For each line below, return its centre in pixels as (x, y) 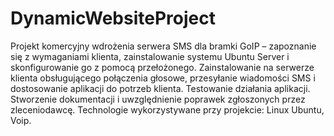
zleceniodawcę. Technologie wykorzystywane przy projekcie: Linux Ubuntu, (167, 109)
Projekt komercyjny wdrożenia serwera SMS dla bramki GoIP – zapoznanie (163, 46)
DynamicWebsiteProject (113, 18)
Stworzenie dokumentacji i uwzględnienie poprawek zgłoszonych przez (158, 99)
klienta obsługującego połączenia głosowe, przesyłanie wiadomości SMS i (163, 78)
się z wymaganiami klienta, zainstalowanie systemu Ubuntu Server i (150, 56)
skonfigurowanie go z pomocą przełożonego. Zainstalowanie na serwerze (162, 67)
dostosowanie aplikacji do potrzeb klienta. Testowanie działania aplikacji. (160, 88)
